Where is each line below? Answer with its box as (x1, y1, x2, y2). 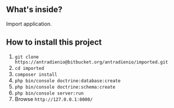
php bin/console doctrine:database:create (14, 77, 121, 84)
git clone (14, 54, 40, 60)
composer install (14, 72, 58, 77)
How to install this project (6, 38, 102, 48)
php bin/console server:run (14, 90, 84, 96)
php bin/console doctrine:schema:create (14, 84, 116, 90)
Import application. (6, 20, 52, 27)
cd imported (14, 65, 44, 71)
